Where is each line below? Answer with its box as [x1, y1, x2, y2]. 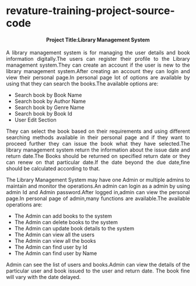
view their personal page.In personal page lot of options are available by [6, 74, 190, 81]
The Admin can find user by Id [14, 244, 87, 251]
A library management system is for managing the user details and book [6, 49, 190, 56]
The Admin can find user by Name [14, 250, 97, 257]
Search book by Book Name [14, 92, 82, 99]
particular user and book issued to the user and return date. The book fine [6, 267, 190, 274]
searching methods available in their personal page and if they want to [6, 134, 190, 141]
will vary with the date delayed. [6, 274, 81, 281]
